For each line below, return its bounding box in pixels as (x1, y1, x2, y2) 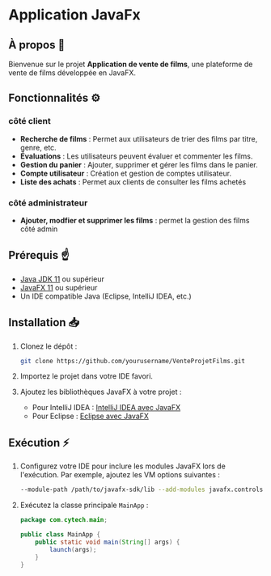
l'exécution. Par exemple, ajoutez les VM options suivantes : (19, 470, 221, 480)
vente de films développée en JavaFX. (8, 68, 136, 78)
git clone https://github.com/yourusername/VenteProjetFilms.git (19, 357, 245, 365)
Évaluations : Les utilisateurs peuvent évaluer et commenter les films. (19, 151, 253, 161)
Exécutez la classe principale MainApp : (19, 500, 149, 510)
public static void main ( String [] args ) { (35, 538, 180, 546)
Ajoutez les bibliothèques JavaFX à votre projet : (19, 387, 182, 397)
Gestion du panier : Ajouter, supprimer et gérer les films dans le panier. (19, 159, 258, 169)
